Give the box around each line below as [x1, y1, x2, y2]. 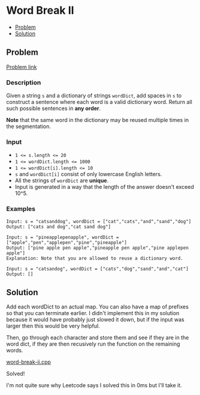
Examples [6, 205, 36, 213]
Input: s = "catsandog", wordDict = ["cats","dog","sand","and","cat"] [6, 266, 189, 272]
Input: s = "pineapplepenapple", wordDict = [6, 234, 119, 240]
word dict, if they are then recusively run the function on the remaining [6, 340, 181, 348]
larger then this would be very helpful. [6, 322, 100, 329]
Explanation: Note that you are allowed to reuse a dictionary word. [6, 255, 184, 262]
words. [6, 347, 23, 354]
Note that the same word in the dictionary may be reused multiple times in [6, 117, 189, 124]
